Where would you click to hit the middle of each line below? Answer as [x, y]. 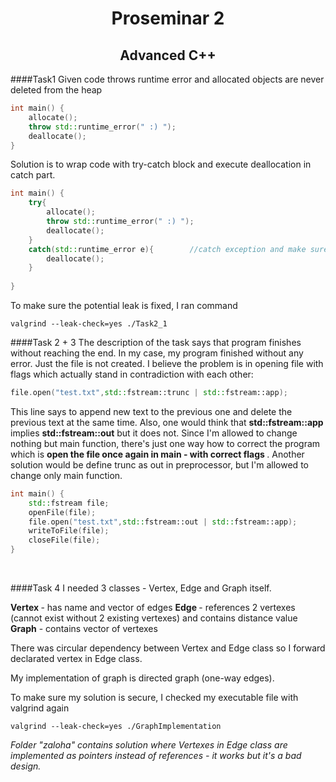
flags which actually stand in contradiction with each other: [132, 374]
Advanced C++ [168, 55]
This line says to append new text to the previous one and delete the [151, 411]
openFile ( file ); [62, 512]
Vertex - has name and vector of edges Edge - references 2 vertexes [153, 607]
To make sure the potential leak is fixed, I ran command [124, 305]
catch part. [33, 175]
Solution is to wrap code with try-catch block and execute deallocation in [161, 164]
